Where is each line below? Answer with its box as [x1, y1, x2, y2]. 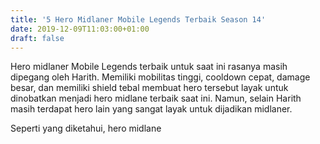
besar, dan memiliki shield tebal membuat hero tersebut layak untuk [10, 82, 289, 94]
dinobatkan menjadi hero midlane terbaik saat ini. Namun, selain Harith [10, 92, 302, 105]
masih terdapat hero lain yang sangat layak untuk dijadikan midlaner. [10, 103, 293, 115]
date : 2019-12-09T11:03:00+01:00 [10, 24, 150, 34]
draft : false [10, 33, 65, 43]
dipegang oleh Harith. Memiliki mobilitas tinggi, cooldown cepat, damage [10, 71, 311, 83]
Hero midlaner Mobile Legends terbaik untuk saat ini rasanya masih [10, 61, 288, 73]
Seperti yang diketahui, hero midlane [10, 122, 162, 135]
